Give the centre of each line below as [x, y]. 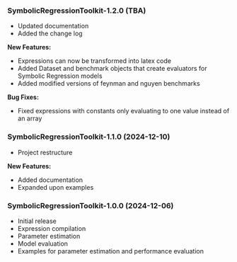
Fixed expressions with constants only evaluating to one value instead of [123, 111]
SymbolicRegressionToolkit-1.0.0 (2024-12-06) [91, 205]
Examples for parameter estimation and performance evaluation [110, 251]
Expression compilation [52, 228]
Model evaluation [43, 244]
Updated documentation [53, 26]
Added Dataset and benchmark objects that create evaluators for [112, 69]
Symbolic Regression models [60, 76]
